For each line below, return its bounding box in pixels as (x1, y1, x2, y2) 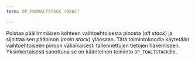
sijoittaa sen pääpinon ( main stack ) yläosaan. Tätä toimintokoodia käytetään (6, 35, 189, 42)
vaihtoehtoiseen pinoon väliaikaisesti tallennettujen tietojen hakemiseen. (6, 42, 180, 49)
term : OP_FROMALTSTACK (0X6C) (6, 8, 80, 15)
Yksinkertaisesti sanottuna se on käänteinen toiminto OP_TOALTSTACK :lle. (6, 48, 177, 55)
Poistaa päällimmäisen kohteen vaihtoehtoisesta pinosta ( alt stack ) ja (6, 30, 173, 37)
